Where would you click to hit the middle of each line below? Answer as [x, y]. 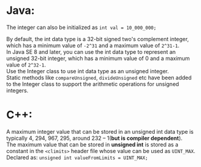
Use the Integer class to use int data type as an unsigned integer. [87, 71]
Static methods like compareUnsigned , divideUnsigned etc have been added [99, 77]
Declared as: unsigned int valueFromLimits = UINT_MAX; [77, 157]
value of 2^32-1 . [26, 65]
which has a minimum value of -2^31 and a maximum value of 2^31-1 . [93, 45]
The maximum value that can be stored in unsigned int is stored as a [92, 144]
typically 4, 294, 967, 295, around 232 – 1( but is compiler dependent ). [94, 138]
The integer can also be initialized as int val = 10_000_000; [81, 27]
